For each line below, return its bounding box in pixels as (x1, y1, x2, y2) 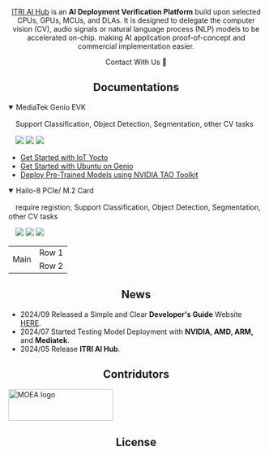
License (116, 435, 156, 449)
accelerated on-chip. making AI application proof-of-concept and (27, 32, 246, 42)
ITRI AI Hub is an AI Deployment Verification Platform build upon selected (11, 7, 261, 16)
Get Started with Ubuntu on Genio (19, 161, 134, 171)
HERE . (19, 318, 42, 327)
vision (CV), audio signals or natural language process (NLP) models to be (12, 24, 260, 33)
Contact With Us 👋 (105, 57, 168, 67)
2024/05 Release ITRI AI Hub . (19, 344, 121, 353)
